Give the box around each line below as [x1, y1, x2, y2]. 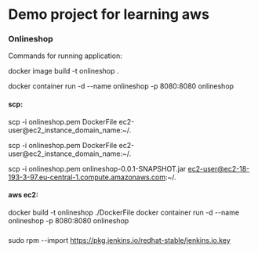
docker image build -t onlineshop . [8, 67, 119, 76]
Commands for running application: [8, 51, 123, 60]
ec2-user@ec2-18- [187, 164, 250, 173]
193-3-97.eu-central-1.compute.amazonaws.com [8, 172, 166, 182]
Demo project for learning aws [8, 5, 210, 23]
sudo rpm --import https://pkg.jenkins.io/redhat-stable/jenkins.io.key [8, 235, 231, 244]
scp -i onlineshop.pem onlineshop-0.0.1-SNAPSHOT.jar [8, 164, 187, 173]
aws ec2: [8, 190, 39, 200]
